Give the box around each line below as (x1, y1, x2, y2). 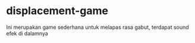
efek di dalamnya (6, 29, 49, 37)
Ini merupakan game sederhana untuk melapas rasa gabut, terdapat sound (6, 24, 189, 31)
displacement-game (6, 4, 109, 18)
